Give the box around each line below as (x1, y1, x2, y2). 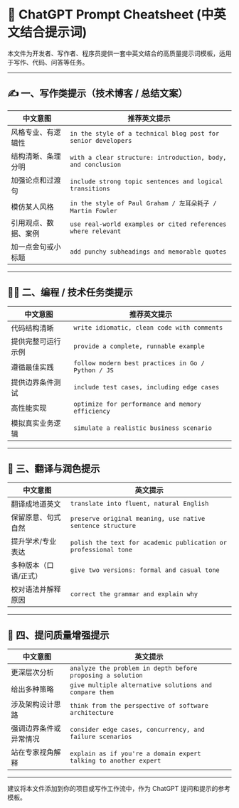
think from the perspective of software (70, 701, 208, 710)
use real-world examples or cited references (70, 220, 227, 228)
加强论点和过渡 (11, 175, 62, 185)
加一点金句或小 (11, 242, 62, 252)
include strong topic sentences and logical (70, 177, 223, 185)
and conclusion (70, 161, 122, 168)
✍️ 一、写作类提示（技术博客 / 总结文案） (7, 87, 188, 99)
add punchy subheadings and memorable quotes (70, 247, 227, 256)
